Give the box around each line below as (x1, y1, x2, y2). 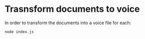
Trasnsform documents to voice (4, 3, 140, 15)
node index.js (4, 29, 34, 34)
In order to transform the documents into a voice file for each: (4, 20, 132, 26)
